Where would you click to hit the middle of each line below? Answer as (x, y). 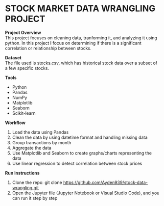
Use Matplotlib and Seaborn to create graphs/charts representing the (82, 153)
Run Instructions (23, 173)
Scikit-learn (24, 113)
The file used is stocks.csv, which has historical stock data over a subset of (81, 63)
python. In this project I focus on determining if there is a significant (73, 43)
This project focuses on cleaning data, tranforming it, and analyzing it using (81, 38)
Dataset (13, 57)
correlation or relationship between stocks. (48, 48)
